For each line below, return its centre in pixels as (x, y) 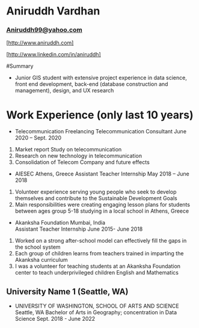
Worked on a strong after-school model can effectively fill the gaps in (101, 241)
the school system (38, 247)
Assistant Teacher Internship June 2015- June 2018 (79, 229)
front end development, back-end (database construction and (91, 84)
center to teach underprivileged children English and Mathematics (97, 273)
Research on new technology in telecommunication (78, 156)
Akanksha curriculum (41, 260)
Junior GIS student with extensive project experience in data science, (101, 78)
